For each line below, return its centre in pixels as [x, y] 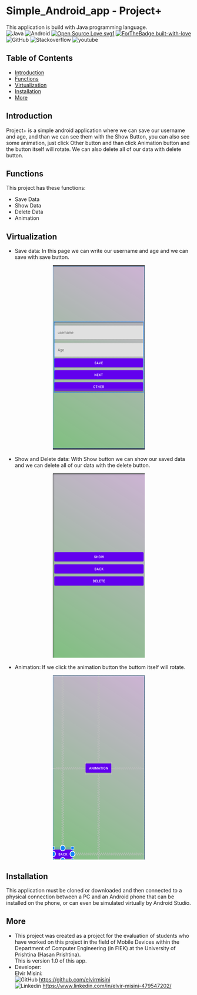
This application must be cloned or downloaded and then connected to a [94, 890]
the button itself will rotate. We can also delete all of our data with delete [94, 149]
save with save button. [42, 257]
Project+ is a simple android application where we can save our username [96, 130]
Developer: [28, 967]
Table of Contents [40, 58]
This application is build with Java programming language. [77, 27]
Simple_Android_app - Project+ [84, 11]
